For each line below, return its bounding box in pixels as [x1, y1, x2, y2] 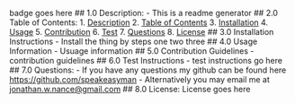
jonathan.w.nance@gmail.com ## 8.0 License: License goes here [9, 84, 251, 94]
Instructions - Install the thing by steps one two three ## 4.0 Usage [9, 36, 258, 47]
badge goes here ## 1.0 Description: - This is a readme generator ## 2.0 [9, 8, 279, 18]
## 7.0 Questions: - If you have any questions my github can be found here [9, 64, 287, 75]
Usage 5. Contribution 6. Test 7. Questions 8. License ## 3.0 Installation [9, 27, 274, 37]
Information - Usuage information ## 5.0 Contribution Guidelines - [9, 46, 255, 56]
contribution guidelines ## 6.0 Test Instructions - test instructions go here [9, 56, 283, 65]
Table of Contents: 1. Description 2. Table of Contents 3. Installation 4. [9, 17, 268, 28]
